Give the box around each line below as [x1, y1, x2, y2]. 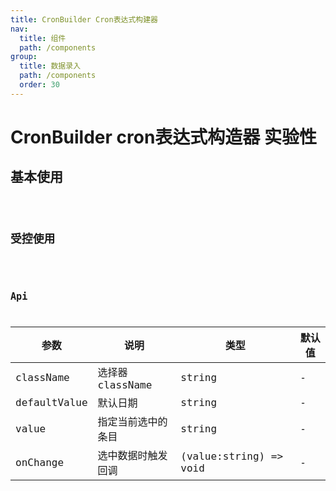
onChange [15, 456, 65, 469]
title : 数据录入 [19, 61, 82, 71]
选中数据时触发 [97, 449, 168, 463]
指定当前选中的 [97, 416, 168, 429]
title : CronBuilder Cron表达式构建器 [10, 14, 159, 25]
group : [10, 52, 38, 62]
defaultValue [15, 396, 88, 409]
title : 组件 [19, 33, 67, 43]
